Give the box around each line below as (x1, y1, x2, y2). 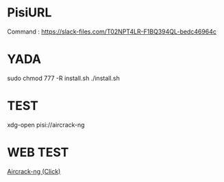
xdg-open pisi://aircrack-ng (7, 120, 85, 129)
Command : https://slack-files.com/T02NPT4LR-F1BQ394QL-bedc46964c (7, 27, 217, 36)
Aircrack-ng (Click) (7, 167, 61, 175)
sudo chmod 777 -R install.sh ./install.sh (7, 74, 120, 82)
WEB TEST (7, 145, 69, 160)
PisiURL (7, 5, 52, 21)
